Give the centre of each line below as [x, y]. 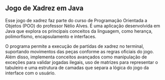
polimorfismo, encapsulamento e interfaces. [51, 36]
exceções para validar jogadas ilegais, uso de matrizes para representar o [81, 62]
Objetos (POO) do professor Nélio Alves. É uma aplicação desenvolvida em [83, 26]
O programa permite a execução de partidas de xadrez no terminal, [75, 46]
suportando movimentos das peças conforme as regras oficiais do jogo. [79, 51]
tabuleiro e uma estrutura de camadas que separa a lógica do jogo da [77, 67]
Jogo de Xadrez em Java [44, 8]
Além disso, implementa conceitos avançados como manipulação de [76, 57]
